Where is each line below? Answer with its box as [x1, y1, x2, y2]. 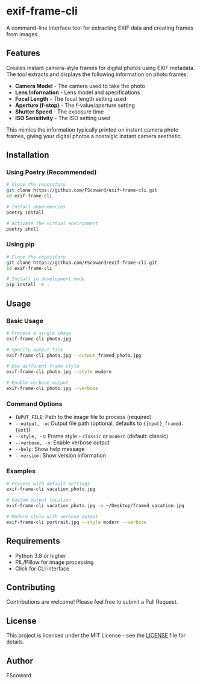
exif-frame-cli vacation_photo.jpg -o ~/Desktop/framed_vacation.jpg [6, 503, 185, 509]
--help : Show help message [14, 446, 85, 453]
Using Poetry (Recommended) [6, 168, 97, 176]
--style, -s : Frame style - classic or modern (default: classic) [14, 433, 169, 440]
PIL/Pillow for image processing [14, 558, 94, 566]
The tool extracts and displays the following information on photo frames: [6, 71, 189, 78]
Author [6, 656, 33, 666]
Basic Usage [6, 316, 44, 325]
